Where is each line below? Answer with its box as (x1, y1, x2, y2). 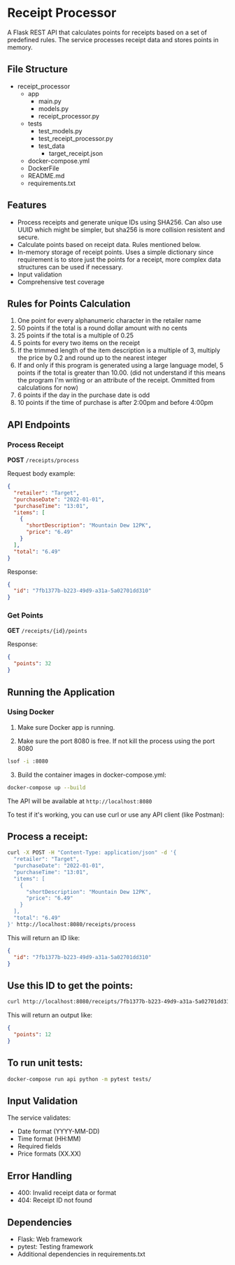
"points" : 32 (13, 660, 52, 667)
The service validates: (7, 1113, 71, 1122)
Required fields (17, 1142, 62, 1151)
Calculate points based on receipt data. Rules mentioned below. (17, 240, 201, 248)
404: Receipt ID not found (17, 1196, 92, 1205)
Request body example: (7, 469, 76, 478)
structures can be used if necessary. (17, 262, 124, 271)
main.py (38, 97, 62, 105)
